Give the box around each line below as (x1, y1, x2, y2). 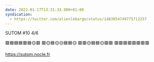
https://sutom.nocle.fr (5, 52, 51, 58)
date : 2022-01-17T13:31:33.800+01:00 (5, 7, 84, 12)
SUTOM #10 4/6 (5, 30, 39, 36)
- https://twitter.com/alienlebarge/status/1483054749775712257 (10, 16, 147, 21)
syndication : (5, 12, 33, 17)
